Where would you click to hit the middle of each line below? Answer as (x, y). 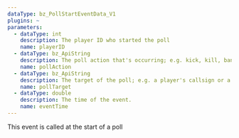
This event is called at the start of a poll (65, 127)
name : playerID (43, 47)
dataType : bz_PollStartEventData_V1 (62, 14)
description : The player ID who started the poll (95, 41)
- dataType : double (43, 93)
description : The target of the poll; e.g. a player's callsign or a (126, 80)
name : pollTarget (46, 87)
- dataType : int (38, 34)
